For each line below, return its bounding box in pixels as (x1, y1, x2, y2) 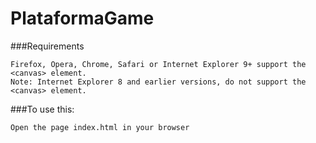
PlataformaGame (10, 7, 155, 30)
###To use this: (10, 103, 75, 115)
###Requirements (10, 40, 85, 52)
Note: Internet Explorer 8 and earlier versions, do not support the (10, 77, 307, 87)
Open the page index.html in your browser (10, 122, 190, 132)
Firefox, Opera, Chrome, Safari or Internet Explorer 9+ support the (10, 59, 307, 69)
